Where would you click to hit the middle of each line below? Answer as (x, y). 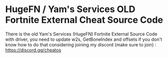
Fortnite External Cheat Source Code (84, 20)
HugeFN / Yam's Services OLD (70, 9)
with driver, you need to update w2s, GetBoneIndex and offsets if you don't (84, 39)
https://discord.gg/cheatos (33, 50)
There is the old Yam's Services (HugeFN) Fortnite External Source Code (81, 34)
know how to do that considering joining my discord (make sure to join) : (81, 44)
